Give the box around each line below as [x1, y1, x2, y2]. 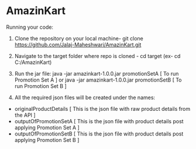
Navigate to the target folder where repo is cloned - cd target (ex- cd [14, 52, 181, 59]
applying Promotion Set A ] [14, 124, 80, 131]
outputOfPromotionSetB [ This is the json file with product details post [14, 130, 184, 137]
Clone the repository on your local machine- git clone [14, 35, 143, 42]
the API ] [14, 111, 36, 118]
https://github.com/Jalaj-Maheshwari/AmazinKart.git [14, 41, 142, 48]
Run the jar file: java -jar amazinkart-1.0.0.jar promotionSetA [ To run [14, 70, 179, 77]
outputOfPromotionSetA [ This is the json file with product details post [14, 117, 184, 124]
